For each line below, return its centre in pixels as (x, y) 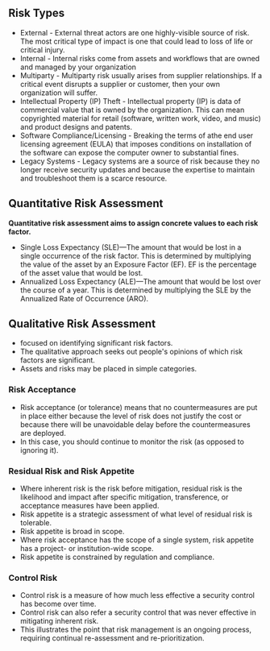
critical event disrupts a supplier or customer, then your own (120, 84)
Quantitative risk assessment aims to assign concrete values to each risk (133, 223)
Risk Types (37, 13)
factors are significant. (57, 360)
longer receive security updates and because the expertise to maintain (137, 169)
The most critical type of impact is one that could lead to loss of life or (136, 41)
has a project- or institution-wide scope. (87, 549)
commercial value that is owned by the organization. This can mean (132, 110)
